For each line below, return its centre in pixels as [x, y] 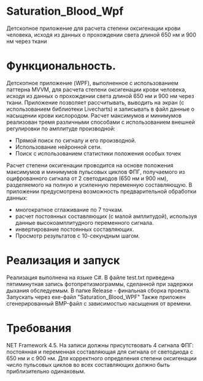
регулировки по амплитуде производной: [61, 128]
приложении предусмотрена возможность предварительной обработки [101, 191]
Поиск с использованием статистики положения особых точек [98, 153]
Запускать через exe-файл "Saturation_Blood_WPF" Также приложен [96, 297]
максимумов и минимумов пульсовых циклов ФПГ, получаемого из [96, 172]
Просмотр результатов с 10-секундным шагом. [77, 236]
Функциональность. [61, 66]
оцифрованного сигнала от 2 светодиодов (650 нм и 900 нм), [87, 178]
